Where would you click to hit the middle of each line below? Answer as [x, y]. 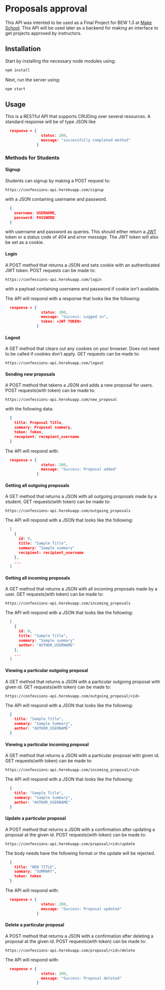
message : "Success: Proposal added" [79, 469]
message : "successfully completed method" [86, 140]
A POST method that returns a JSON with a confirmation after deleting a [79, 936]
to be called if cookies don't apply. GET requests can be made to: [72, 354]
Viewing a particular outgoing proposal [47, 670]
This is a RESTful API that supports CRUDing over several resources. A [78, 116]
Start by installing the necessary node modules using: [60, 61]
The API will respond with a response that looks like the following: [73, 298]
